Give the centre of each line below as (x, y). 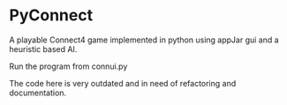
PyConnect (51, 15)
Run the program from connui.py (68, 66)
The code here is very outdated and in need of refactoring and (123, 83)
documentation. (38, 93)
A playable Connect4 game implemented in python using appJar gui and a (144, 40)
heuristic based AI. (43, 49)
